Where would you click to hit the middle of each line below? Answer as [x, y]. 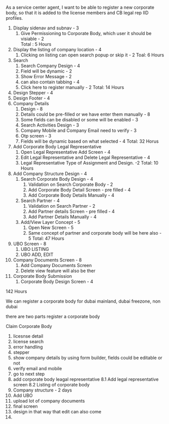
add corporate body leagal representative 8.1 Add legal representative [86, 379]
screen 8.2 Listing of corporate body [51, 385]
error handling [28, 347]
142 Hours [16, 291]
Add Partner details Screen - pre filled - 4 [72, 211]
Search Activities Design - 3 [50, 125]
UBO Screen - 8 [30, 244]
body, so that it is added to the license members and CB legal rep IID [77, 13]
